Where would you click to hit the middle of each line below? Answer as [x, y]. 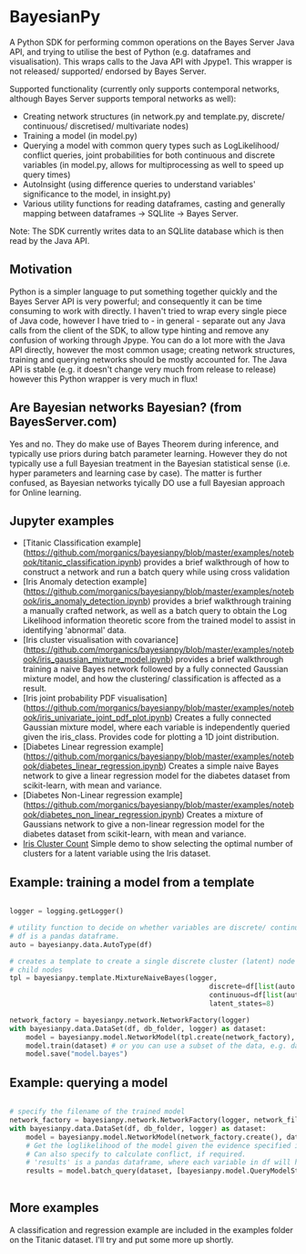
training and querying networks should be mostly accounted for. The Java [148, 359]
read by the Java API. [50, 240]
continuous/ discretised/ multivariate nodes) [106, 126]
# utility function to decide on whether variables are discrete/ [138, 928]
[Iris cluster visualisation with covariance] [101, 640]
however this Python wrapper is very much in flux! [104, 379]
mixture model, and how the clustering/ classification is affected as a [152, 679]
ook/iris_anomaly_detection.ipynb [85, 601]
